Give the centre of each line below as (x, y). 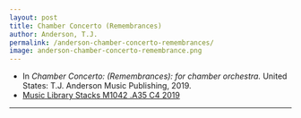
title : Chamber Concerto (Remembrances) (86, 26)
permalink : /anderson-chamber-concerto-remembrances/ (112, 42)
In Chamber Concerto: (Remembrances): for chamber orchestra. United (155, 76)
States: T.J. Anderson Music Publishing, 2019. (107, 86)
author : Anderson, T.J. (54, 34)
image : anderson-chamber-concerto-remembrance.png (106, 51)
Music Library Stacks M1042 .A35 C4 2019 (101, 96)
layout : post (34, 17)
